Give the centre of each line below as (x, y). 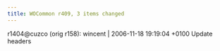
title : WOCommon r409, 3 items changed (66, 14)
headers (19, 41)
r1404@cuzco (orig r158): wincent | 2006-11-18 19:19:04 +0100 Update (110, 34)
